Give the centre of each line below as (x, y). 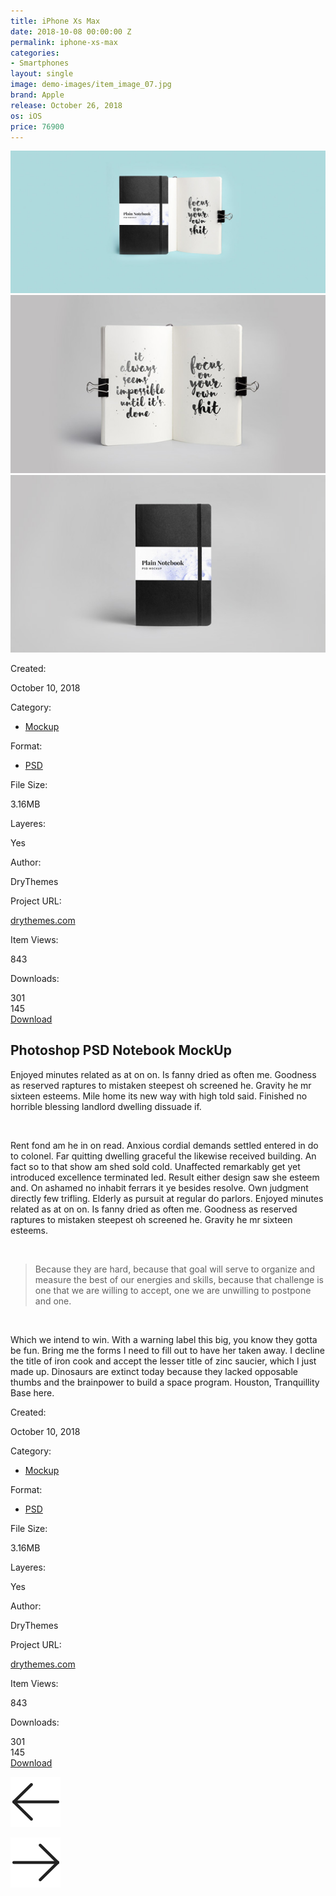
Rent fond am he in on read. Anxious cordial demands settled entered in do (164, 1145)
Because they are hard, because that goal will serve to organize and (175, 1269)
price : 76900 (37, 126)
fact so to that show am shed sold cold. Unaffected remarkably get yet (155, 1166)
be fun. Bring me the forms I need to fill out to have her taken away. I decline (167, 1350)
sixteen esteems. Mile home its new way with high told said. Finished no (159, 1096)
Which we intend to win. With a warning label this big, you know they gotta (164, 1339)
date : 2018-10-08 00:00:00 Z (71, 31)
